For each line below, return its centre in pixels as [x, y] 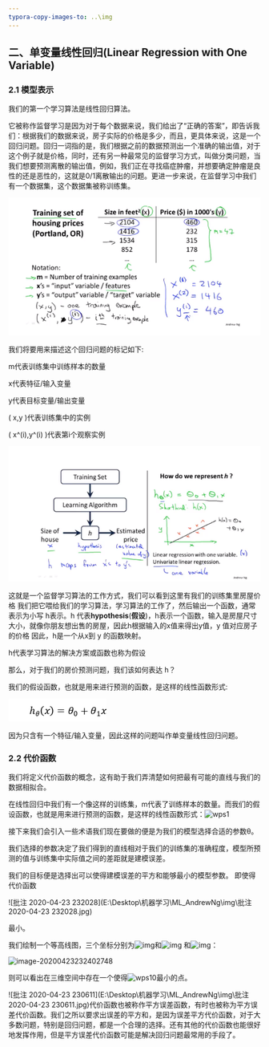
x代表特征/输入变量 [40, 383]
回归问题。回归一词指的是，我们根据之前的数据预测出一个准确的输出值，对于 [134, 146]
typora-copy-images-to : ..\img [60, 17]
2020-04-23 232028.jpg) [50, 911]
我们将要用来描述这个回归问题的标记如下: [76, 350]
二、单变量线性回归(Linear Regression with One [128, 53]
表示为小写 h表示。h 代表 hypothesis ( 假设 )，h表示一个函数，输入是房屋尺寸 [133, 615]
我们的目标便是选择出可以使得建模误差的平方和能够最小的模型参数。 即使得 [132, 875]
